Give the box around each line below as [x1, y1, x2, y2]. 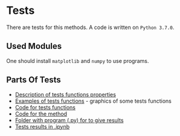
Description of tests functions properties [14, 91, 117, 98]
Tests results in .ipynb [14, 123, 70, 130]
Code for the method [14, 110, 68, 117]
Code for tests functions [14, 103, 76, 111]
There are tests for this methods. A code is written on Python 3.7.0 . [6, 24, 175, 31]
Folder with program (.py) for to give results [14, 116, 124, 124]
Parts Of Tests [6, 75, 62, 85]
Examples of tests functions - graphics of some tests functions [14, 97, 172, 105]
